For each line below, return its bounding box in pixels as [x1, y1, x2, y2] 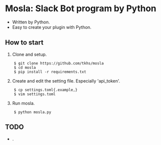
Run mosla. [12, 100, 35, 106]
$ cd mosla [14, 65, 36, 70]
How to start [5, 39, 44, 47]
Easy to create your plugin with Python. [12, 24, 92, 30]
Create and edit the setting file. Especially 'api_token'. [12, 78, 120, 83]
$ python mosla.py [14, 109, 51, 115]
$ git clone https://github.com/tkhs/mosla [14, 61, 104, 66]
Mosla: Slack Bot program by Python [5, 3, 157, 14]
